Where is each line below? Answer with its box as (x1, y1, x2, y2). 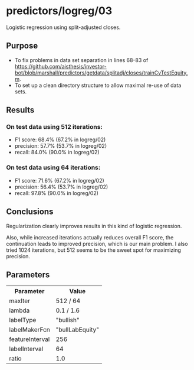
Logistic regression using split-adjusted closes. (6, 24, 121, 31)
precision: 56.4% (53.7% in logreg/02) (14, 183, 108, 190)
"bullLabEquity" (55, 326, 99, 334)
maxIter (9, 297, 31, 305)
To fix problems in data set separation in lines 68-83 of (14, 56, 149, 63)
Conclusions (6, 207, 54, 217)
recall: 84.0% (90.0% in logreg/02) (14, 149, 100, 156)
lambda (9, 306, 30, 314)
